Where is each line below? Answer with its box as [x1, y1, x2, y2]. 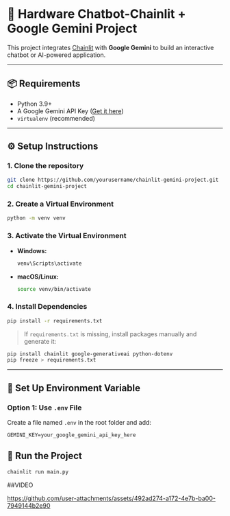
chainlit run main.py [7, 468, 69, 476]
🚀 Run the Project [7, 450, 82, 462]
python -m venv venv [7, 215, 66, 222]
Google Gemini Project [7, 21, 138, 36]
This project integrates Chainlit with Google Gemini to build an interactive [7, 43, 214, 51]
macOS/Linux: [16, 272, 60, 281]
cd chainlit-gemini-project [7, 183, 88, 190]
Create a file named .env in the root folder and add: [7, 419, 152, 427]
